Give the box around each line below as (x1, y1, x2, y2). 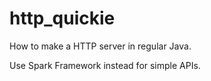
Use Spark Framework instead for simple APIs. (9, 59, 201, 71)
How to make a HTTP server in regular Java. (9, 40, 192, 52)
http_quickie (9, 7, 116, 30)
